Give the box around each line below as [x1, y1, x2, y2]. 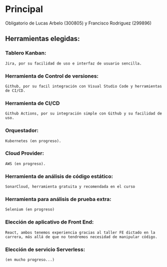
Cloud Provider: [5, 150, 44, 157]
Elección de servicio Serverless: [5, 246, 85, 253]
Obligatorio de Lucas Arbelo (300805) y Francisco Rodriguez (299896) [5, 20, 151, 26]
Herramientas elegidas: [5, 34, 80, 43]
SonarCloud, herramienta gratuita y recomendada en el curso [5, 184, 135, 189]
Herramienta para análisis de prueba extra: [5, 196, 111, 203]
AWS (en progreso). [5, 161, 46, 166]
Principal [5, 3, 43, 15]
